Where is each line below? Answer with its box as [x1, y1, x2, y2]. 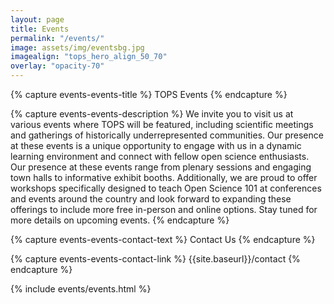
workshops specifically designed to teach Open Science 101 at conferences [10, 182, 322, 194]
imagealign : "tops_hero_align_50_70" [10, 52, 168, 62]
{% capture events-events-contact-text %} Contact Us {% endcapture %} [10, 234, 316, 245]
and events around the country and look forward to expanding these [10, 193, 292, 205]
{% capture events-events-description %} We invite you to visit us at [10, 108, 294, 120]
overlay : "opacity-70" [10, 61, 105, 71]
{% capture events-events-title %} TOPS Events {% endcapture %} [10, 89, 288, 100]
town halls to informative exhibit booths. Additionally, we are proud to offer [10, 172, 318, 183]
